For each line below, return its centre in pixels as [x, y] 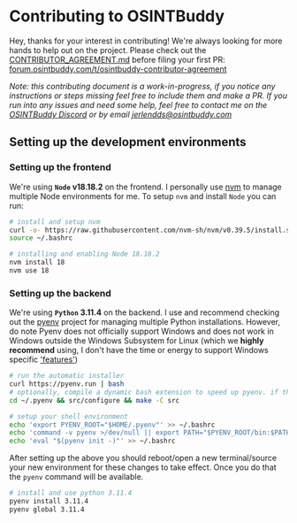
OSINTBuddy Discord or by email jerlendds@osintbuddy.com [121, 114]
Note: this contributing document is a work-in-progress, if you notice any [142, 86]
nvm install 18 [37, 263]
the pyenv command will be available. [76, 477]
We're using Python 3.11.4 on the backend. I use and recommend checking [145, 312]
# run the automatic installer [67, 376]
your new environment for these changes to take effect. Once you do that [143, 467]
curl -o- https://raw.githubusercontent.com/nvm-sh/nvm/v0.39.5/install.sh [152, 230]
